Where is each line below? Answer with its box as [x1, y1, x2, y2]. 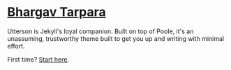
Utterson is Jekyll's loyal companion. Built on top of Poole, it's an [7, 27, 194, 35]
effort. [7, 42, 26, 50]
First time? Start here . [7, 55, 70, 63]
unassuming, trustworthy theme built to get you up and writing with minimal [7, 34, 225, 42]
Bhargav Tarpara [7, 4, 106, 20]
